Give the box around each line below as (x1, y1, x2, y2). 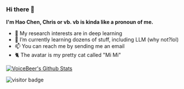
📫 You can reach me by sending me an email (14, 43, 125, 50)
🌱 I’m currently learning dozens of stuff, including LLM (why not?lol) (14, 36, 179, 43)
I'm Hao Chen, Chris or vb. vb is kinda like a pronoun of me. (6, 19, 154, 26)
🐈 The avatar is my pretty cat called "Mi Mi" (14, 52, 122, 59)
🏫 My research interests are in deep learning (14, 30, 122, 37)
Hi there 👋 (6, 5, 35, 13)
